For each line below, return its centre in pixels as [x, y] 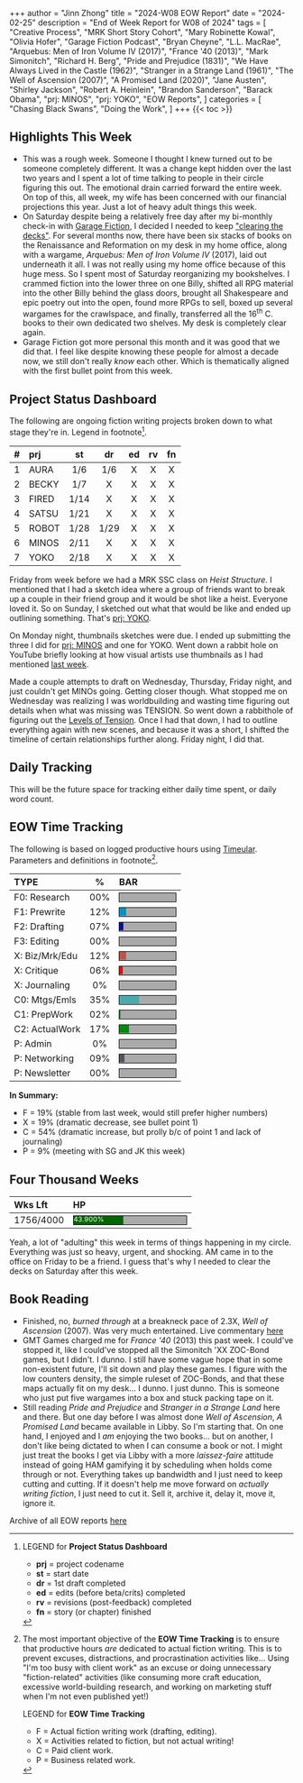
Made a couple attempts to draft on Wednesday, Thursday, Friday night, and [151, 681]
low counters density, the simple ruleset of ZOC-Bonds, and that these [153, 1378]
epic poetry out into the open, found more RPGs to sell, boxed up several [157, 302]
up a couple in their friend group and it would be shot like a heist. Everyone [149, 599]
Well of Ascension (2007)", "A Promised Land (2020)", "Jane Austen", [138, 80]
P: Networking [44, 1058]
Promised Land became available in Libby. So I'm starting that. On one [153, 1426]
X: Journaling [42, 985]
